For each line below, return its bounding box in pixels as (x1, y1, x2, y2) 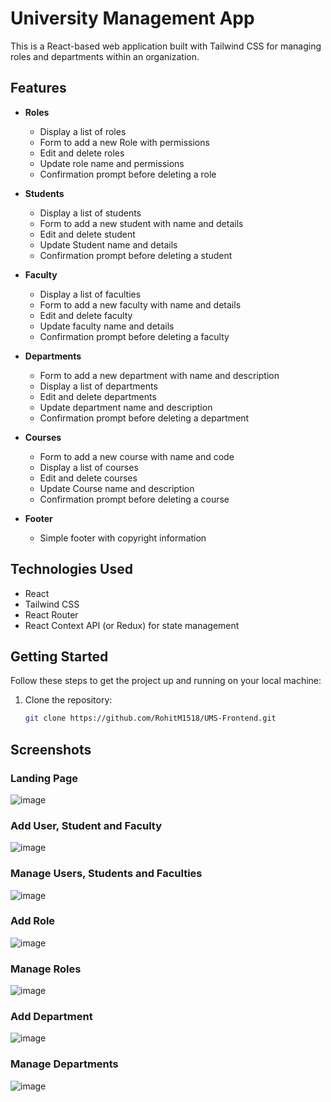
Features (10, 80, 67, 97)
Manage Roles (10, 962, 82, 976)
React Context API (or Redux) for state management (24, 619, 240, 631)
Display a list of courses (39, 461, 139, 473)
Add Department (10, 1010, 93, 1024)
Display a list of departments (39, 380, 158, 392)
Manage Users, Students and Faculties (10, 867, 203, 881)
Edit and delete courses (39, 472, 138, 484)
